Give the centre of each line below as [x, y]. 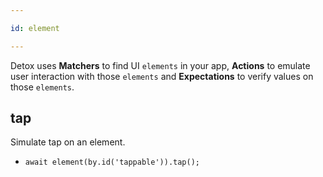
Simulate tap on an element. [68, 142]
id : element [35, 28]
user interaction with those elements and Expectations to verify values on [162, 76]
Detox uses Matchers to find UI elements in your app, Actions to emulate [160, 65]
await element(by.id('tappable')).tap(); [112, 162]
